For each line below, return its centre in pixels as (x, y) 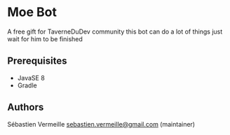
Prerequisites (37, 61)
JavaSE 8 (31, 78)
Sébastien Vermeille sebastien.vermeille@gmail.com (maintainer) (101, 124)
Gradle (27, 85)
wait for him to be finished (45, 38)
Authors (26, 107)
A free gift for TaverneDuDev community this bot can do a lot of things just (115, 31)
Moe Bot (32, 12)
